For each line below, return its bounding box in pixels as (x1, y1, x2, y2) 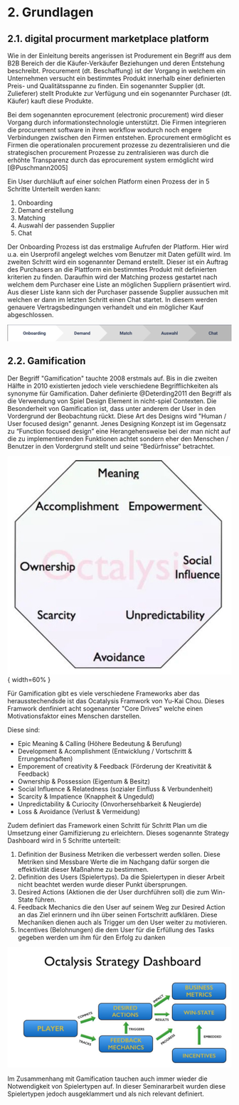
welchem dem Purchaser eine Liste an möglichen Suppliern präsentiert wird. (7, 280, 231, 289)
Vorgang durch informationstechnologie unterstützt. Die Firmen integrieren (7, 118, 226, 127)
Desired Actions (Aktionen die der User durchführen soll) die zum (17, 887, 210, 896)
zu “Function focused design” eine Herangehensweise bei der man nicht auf (7, 427, 231, 435)
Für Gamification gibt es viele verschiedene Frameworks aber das (7, 689, 201, 698)
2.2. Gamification (7, 355, 86, 367)
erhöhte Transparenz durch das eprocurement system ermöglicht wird (7, 156, 213, 164)
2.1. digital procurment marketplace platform (7, 33, 209, 45)
